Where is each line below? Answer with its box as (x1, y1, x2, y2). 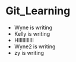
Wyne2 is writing (14, 43, 56, 50)
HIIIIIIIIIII (14, 36, 34, 44)
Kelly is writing (14, 30, 50, 37)
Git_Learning (5, 4, 71, 18)
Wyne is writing (14, 24, 53, 31)
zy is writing (14, 49, 45, 56)
